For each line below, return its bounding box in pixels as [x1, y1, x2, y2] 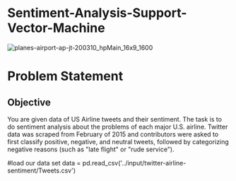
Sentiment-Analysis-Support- [7, 5, 187, 21]
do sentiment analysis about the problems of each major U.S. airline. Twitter [7, 122, 228, 131]
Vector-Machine [7, 20, 105, 36]
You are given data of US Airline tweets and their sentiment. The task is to [7, 115, 223, 123]
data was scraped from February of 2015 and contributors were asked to [7, 129, 219, 139]
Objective [7, 96, 52, 108]
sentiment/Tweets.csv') [7, 166, 76, 175]
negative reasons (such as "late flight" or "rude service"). [7, 145, 175, 153]
